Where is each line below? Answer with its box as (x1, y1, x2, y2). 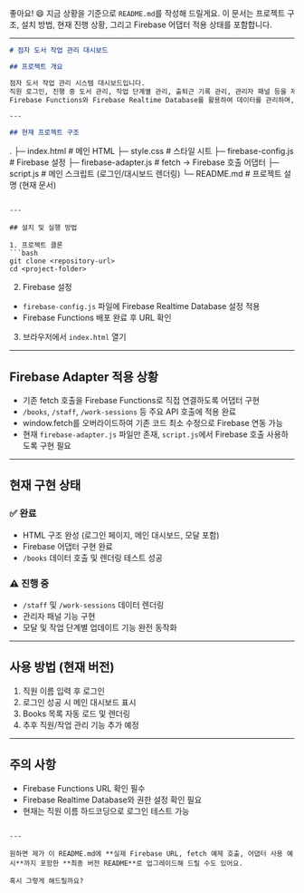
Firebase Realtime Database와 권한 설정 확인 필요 (22, 794, 202, 805)
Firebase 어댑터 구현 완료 (22, 540, 113, 551)
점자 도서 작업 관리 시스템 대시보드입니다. (9, 78, 146, 88)
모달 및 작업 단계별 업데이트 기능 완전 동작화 (22, 622, 178, 633)
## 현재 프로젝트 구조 (9, 128, 80, 138)
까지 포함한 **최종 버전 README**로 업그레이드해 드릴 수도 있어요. (24, 859, 243, 868)
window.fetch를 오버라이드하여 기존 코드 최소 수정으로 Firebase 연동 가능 (22, 417, 283, 428)
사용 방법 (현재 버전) (9, 660, 115, 675)
